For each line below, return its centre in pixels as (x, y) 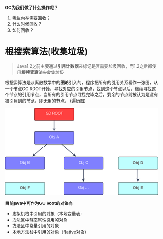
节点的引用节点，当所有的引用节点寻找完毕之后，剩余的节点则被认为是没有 (83, 94)
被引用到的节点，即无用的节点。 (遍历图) (46, 101)
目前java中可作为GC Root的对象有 (39, 203)
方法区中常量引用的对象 (35, 226)
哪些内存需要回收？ (31, 18)
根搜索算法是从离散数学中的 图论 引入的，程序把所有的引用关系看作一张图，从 (81, 82)
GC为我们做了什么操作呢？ (32, 8)
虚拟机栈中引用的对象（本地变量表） (48, 214)
